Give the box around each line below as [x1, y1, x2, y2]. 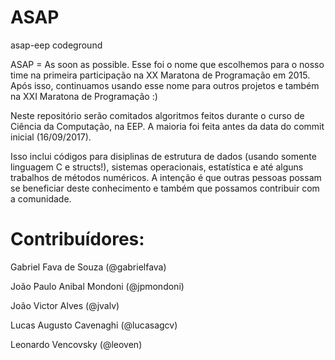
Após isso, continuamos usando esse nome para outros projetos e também [10, 79, 320, 91]
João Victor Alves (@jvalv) [10, 299, 120, 311]
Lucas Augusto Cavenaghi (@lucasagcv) [10, 319, 178, 331]
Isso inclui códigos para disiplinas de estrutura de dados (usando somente [10, 150, 317, 162]
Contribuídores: [10, 228, 145, 251]
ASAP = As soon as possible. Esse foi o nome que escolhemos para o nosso [10, 58, 325, 70]
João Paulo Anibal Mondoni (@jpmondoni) [10, 280, 185, 292]
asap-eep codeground [10, 39, 103, 51]
